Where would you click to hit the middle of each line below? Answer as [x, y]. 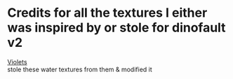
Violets [17, 62]
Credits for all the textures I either [107, 13]
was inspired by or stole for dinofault [116, 28]
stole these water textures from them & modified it [80, 69]
